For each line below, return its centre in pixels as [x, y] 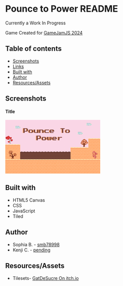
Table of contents [33, 49]
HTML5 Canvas [29, 200]
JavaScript [24, 211]
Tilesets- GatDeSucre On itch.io [46, 278]
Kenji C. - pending [31, 250]
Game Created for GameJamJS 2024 [44, 33]
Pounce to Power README [61, 9]
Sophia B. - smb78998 [36, 244]
